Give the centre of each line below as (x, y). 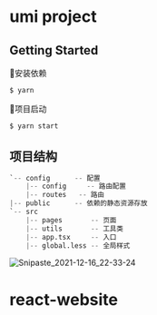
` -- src (24, 212)
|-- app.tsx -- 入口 (71, 237)
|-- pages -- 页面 (71, 220)
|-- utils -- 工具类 (75, 229)
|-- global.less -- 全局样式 (78, 246)
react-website (64, 299)
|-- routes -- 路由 (65, 195)
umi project (53, 17)
